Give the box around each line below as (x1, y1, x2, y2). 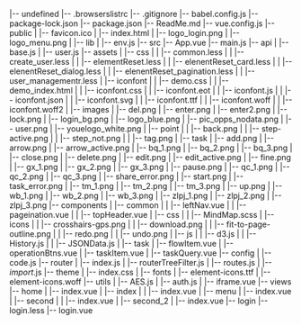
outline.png (9, 229, 51, 239)
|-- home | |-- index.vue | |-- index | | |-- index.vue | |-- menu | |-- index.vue (9, 286, 292, 296)
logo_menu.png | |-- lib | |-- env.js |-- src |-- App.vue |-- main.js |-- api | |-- (9, 37, 289, 48)
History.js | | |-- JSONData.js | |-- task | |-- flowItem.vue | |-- (9, 239, 234, 248)
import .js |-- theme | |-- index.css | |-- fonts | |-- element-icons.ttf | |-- (9, 266, 271, 277)
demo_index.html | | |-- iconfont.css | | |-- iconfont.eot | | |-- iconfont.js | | (9, 86, 283, 95)
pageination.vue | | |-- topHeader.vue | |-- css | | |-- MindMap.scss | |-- (9, 210, 275, 220)
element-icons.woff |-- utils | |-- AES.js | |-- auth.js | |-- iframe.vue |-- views (9, 276, 292, 287)
